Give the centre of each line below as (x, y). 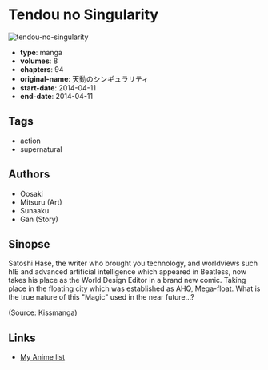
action (30, 141)
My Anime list (42, 357)
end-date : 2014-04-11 (56, 96)
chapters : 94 (42, 69)
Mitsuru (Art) (41, 202)
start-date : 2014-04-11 (58, 88)
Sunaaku (34, 210)
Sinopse (29, 244)
